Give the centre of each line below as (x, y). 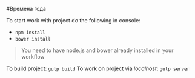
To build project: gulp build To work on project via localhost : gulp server (98, 68)
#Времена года (26, 9)
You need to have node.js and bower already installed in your (97, 50)
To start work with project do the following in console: (73, 20)
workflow (33, 57)
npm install (30, 33)
